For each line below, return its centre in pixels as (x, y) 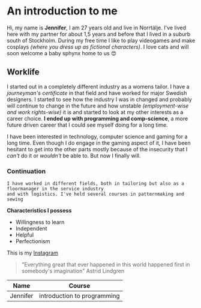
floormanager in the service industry (55, 189)
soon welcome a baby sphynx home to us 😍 (62, 53)
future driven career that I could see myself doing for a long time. (87, 125)
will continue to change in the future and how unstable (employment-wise (98, 106)
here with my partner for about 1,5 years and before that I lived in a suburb (99, 34)
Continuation (26, 171)
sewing (15, 199)
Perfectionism (33, 241)
